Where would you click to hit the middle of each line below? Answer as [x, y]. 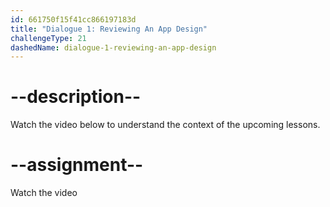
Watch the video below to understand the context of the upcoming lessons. [165, 125]
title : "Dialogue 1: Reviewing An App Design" [109, 29]
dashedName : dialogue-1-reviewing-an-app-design [113, 47]
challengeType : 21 [48, 38]
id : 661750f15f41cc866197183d [73, 19]
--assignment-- [77, 165]
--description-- [76, 97]
